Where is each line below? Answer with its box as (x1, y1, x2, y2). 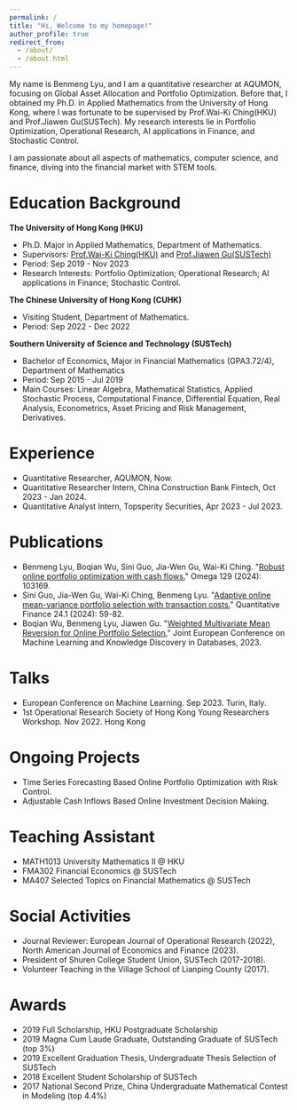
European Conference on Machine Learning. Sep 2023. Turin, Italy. (21, 697, 267, 708)
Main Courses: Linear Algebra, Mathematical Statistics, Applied (21, 384, 253, 394)
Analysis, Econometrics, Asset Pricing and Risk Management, (21, 402, 246, 413)
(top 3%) (21, 1043, 55, 1053)
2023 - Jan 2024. (21, 491, 87, 502)
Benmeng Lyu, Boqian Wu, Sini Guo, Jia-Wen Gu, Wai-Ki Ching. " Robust (21, 561, 285, 572)
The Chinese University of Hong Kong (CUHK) (9, 294, 182, 305)
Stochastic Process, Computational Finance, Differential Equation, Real (21, 392, 281, 404)
